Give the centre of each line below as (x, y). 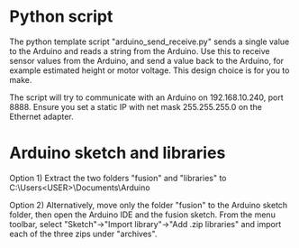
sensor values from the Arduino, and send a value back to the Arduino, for (147, 60)
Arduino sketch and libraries (118, 153)
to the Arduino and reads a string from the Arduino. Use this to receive (140, 51)
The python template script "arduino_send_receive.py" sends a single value (149, 41)
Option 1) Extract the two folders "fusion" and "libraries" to (118, 178)
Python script (61, 17)
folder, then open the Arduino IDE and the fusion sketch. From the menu (143, 215)
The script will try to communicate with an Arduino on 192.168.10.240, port (146, 97)
